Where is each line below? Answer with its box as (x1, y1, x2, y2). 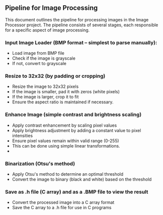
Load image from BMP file (12, 50, 65, 56)
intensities (12, 132, 33, 138)
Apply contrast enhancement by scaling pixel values (12, 122, 117, 128)
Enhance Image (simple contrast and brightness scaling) (5, 111, 142, 118)
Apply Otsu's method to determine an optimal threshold (12, 171, 124, 177)
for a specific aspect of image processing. (5, 27, 90, 33)
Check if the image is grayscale (12, 55, 75, 61)
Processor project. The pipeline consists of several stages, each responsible (5, 22, 159, 28)
